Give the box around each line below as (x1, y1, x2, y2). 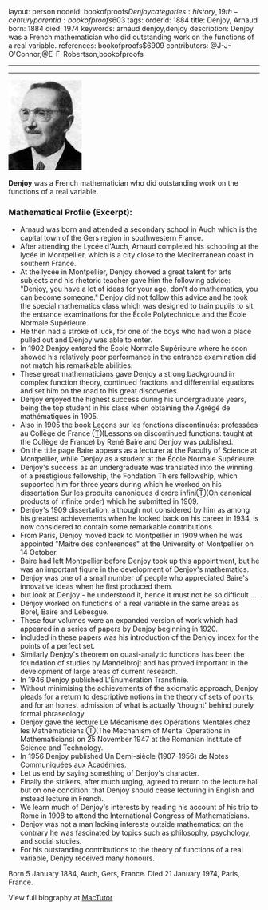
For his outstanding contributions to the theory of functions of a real (19, 845, 243, 855)
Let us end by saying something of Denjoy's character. (19, 768, 199, 778)
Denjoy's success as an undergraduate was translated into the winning (19, 463, 253, 473)
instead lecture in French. (19, 794, 104, 804)
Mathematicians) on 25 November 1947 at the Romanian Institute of (19, 735, 242, 744)
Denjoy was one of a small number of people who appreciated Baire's (19, 573, 249, 583)
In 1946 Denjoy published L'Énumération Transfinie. (19, 675, 189, 684)
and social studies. (19, 836, 82, 846)
